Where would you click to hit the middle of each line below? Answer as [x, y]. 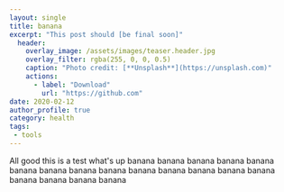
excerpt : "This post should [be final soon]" [96, 34]
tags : [19, 127]
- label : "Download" [72, 85]
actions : [42, 77]
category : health [42, 118]
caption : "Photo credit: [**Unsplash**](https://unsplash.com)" [149, 69]
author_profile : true [50, 110]
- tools [27, 135]
